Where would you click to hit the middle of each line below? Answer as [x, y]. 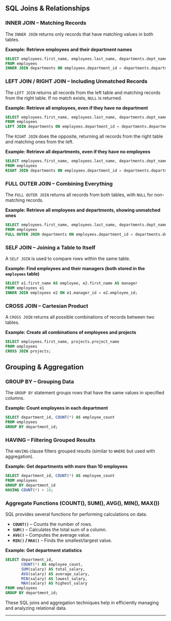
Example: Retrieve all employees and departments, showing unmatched [83, 210]
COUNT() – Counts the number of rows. [52, 524]
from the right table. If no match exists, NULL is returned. [64, 98]
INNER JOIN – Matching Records [46, 23]
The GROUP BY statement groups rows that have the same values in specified [85, 393]
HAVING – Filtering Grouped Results [50, 440]
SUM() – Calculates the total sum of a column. [60, 530]
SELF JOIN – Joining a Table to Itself [50, 247]
